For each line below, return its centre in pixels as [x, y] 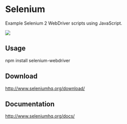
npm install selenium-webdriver [38, 60]
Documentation [30, 104]
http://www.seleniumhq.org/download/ [45, 88]
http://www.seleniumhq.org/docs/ [40, 116]
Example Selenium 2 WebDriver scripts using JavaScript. [64, 23]
